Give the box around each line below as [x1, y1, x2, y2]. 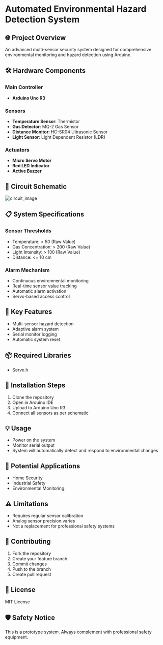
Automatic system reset [12, 336, 60, 342]
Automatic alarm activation [12, 288, 67, 294]
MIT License [5, 599, 30, 605]
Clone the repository [12, 394, 54, 400]
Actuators [5, 146, 29, 153]
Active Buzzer [12, 168, 42, 174]
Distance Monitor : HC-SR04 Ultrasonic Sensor [12, 129, 108, 135]
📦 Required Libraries [5, 351, 71, 360]
